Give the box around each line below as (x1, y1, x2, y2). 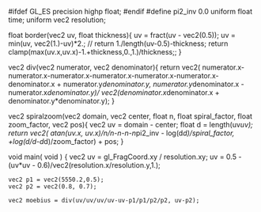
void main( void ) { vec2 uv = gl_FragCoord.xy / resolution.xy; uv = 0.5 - (8, 152, 242, 161)
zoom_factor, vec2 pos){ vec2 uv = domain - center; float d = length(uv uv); (8, 120, 253, 129)
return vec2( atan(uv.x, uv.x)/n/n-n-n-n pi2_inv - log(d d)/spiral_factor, (8, 128, 235, 138)
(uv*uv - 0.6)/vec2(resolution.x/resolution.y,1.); (8, 161, 161, 169)
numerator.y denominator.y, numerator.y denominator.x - (62, 79, 245, 89)
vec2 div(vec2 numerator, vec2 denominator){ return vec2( (8, 62, 201, 72)
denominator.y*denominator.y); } (8, 97, 115, 105)
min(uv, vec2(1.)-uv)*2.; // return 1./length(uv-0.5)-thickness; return (8, 39, 229, 48)
